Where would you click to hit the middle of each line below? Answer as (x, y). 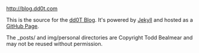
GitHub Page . (23, 26)
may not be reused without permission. (55, 44)
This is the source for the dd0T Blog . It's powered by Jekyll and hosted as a (100, 20)
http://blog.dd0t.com (32, 9)
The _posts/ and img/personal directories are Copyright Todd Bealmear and (99, 37)
